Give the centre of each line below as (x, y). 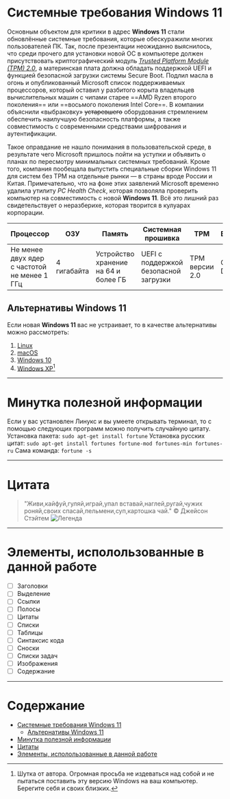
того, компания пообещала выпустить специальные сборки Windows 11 (112, 169)
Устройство (115, 254)
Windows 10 (34, 360)
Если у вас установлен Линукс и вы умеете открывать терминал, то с (110, 421)
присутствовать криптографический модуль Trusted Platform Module (108, 60)
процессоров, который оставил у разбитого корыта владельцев (101, 90)
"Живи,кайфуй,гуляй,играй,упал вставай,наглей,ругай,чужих (113, 504)
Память (115, 233)
